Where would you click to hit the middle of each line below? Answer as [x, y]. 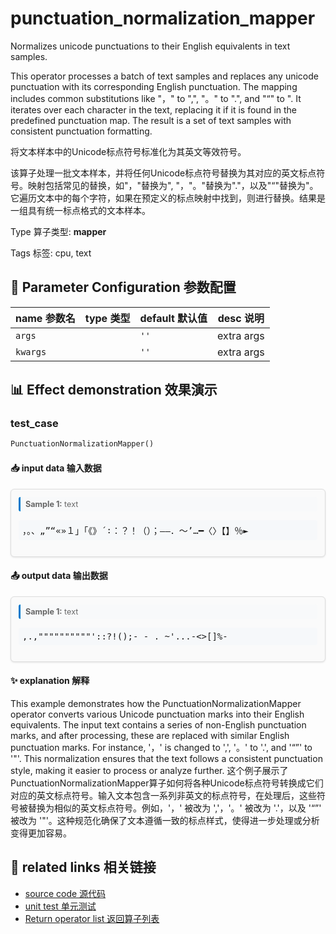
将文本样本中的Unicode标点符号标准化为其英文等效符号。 [128, 151]
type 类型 [107, 318]
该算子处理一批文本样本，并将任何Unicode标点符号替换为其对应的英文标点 [163, 173]
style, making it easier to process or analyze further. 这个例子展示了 [149, 770]
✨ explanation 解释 [50, 681]
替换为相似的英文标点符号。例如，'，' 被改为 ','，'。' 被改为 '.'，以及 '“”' [174, 808]
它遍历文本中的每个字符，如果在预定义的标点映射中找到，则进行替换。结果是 [168, 198]
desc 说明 [241, 318]
